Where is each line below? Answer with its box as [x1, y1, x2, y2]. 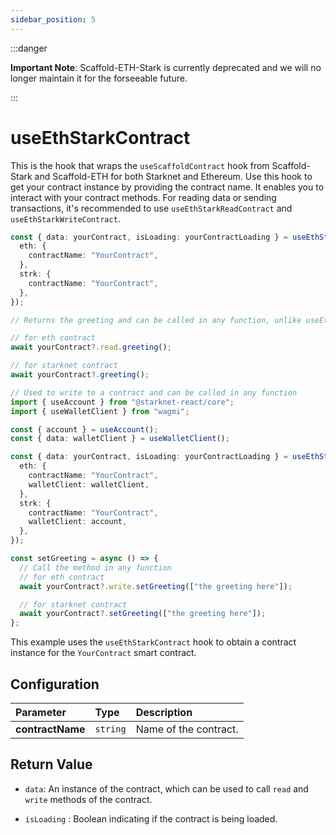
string [94, 724, 127, 735]
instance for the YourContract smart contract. [10, 647, 197, 659]
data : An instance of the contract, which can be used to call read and [24, 782, 309, 795]
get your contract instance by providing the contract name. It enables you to [10, 181, 325, 193]
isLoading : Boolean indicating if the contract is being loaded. [24, 812, 278, 825]
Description [135, 706, 193, 719]
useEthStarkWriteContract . [10, 212, 121, 225]
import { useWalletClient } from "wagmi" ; [10, 406, 190, 416]
